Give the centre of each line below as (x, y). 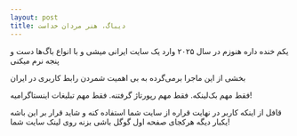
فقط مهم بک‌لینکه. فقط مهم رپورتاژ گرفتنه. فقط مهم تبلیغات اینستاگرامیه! (131, 95)
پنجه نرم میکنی (35, 60)
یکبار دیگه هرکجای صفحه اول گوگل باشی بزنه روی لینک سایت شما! (120, 122)
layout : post (34, 17)
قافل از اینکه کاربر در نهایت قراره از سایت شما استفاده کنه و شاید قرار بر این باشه (146, 112)
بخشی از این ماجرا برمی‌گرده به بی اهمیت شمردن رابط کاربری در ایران (128, 77)
